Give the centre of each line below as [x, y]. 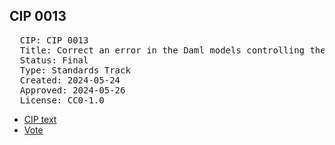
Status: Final [54, 60]
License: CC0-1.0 [62, 100]
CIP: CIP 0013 [54, 40]
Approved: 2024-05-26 [72, 90]
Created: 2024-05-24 [70, 80]
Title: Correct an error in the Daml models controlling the [172, 50]
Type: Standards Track [75, 70]
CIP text [40, 119]
